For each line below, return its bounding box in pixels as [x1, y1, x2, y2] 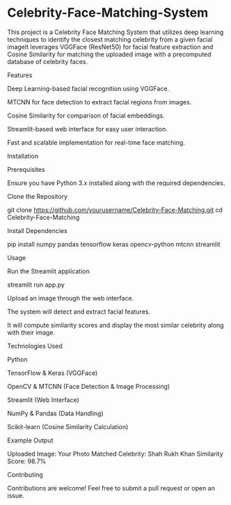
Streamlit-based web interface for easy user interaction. [7, 125, 168, 133]
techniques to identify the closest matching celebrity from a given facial [7, 35, 214, 43]
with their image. [7, 328, 56, 337]
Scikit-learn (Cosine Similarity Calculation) [7, 422, 129, 431]
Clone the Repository [7, 192, 68, 200]
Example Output [7, 436, 54, 444]
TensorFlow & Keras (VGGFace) [7, 369, 98, 377]
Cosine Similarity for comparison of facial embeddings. [7, 111, 165, 120]
